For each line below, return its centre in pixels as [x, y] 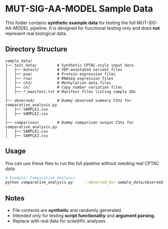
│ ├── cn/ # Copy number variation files [64, 87]
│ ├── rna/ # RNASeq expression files [59, 79]
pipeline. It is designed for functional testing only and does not [95, 28]
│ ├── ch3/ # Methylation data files [58, 83]
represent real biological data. [36, 33]
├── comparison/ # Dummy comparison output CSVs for [70, 122]
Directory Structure [36, 49]
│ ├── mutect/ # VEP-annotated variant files [64, 69]
